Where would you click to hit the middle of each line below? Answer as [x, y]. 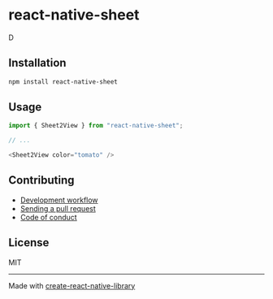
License [29, 243]
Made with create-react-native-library [72, 285]
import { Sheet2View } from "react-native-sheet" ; [96, 126]
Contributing [41, 180]
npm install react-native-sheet [63, 82]
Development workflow [59, 200]
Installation [37, 63]
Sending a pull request [58, 208]
